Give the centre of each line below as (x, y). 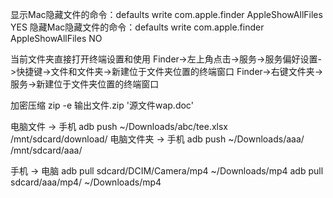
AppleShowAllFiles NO (56, 38)
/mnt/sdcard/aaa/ (46, 150)
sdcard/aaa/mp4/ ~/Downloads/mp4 (86, 182)
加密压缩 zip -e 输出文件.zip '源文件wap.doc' (102, 105)
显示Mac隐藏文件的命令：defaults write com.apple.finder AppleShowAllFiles (166, 14)
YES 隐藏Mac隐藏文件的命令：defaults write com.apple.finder (137, 27)
